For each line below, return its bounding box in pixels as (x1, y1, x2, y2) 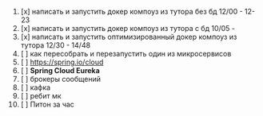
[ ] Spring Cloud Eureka (20, 66, 101, 75)
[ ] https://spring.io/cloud (20, 57, 104, 67)
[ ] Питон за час (20, 99, 75, 109)
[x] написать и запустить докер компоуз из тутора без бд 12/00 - (20, 7, 243, 16)
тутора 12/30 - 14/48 (20, 41, 91, 50)
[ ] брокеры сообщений (20, 75, 101, 83)
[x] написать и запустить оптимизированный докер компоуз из (20, 32, 237, 41)
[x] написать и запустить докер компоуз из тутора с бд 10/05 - (20, 24, 235, 33)
